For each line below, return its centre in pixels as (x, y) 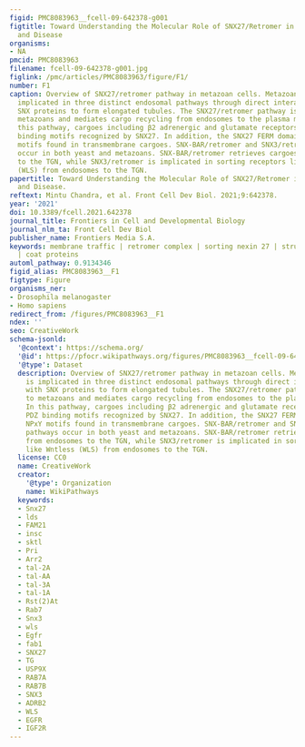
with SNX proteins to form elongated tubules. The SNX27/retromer (154, 390)
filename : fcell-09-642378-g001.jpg (79, 69)
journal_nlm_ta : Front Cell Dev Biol (81, 229)
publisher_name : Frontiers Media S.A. (83, 237)
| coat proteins (48, 255)
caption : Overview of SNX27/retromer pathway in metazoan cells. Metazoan (154, 94)
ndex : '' (26, 323)
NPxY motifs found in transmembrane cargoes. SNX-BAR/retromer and (156, 424)
